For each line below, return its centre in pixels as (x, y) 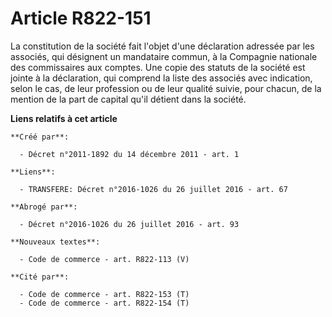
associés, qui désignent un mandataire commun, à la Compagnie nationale (164, 56)
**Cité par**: (40, 277)
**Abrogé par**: (44, 207)
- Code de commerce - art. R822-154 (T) (104, 303)
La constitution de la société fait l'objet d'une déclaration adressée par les (162, 46)
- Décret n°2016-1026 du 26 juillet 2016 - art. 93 (129, 224)
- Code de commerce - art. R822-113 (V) (104, 259)
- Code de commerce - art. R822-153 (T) (104, 294)
